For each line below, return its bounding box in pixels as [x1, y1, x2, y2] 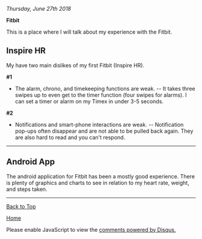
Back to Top [6, 202, 36, 210]
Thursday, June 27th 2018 [6, 5, 71, 12]
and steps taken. [6, 186, 47, 193]
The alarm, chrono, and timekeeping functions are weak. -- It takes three [14, 85, 195, 92]
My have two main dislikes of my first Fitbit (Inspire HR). [6, 61, 145, 68]
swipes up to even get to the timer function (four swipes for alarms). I [14, 91, 187, 98]
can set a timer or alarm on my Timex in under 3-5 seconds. [14, 97, 164, 104]
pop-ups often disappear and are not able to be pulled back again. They [14, 127, 194, 135]
